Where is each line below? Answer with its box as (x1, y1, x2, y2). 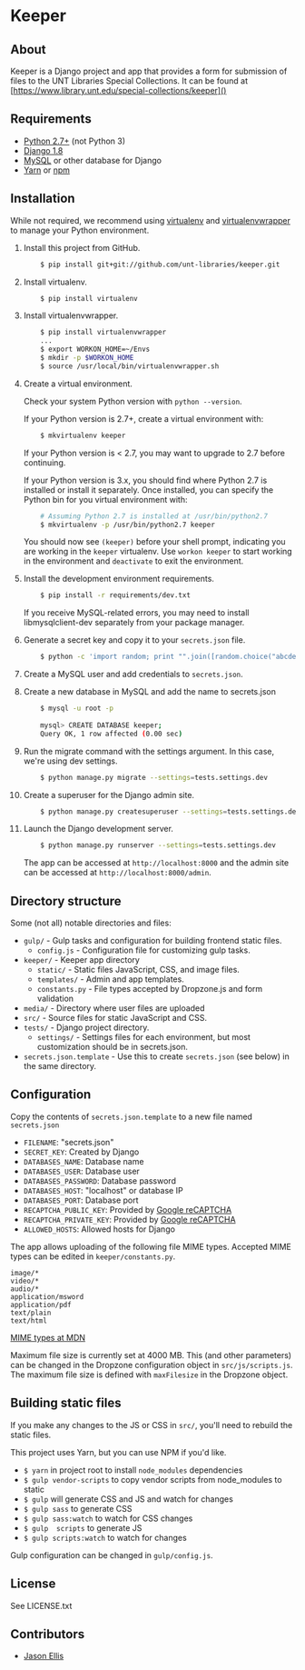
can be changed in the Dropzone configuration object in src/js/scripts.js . (10, 1359, 293, 1370)
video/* (10, 1276, 40, 1285)
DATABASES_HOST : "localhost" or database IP (23, 1185, 184, 1195)
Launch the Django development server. (23, 824, 173, 835)
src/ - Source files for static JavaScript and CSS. (23, 1013, 208, 1024)
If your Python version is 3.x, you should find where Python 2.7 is (23, 475, 268, 485)
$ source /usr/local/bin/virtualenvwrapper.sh (40, 361, 220, 371)
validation (36, 993, 74, 1005)
